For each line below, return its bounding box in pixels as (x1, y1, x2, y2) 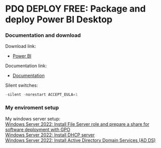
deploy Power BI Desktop (5, 14, 113, 25)
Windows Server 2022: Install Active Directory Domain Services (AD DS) (5, 137, 156, 143)
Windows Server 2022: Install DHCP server (5, 132, 95, 138)
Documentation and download (5, 32, 81, 39)
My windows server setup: (5, 116, 61, 122)
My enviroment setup (5, 104, 59, 111)
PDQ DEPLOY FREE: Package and (5, 3, 146, 15)
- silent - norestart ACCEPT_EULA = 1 (5, 92, 78, 97)
